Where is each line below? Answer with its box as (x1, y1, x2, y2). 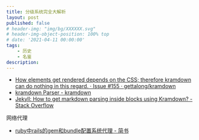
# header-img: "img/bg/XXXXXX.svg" (6, 25, 96, 32)
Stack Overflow (15, 101, 54, 109)
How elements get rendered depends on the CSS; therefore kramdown (15, 76, 192, 83)
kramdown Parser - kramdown (15, 89, 91, 96)
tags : (6, 43, 20, 49)
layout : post (6, 14, 39, 21)
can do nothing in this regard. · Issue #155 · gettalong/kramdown (15, 82, 177, 89)
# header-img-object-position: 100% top (6, 31, 110, 37)
